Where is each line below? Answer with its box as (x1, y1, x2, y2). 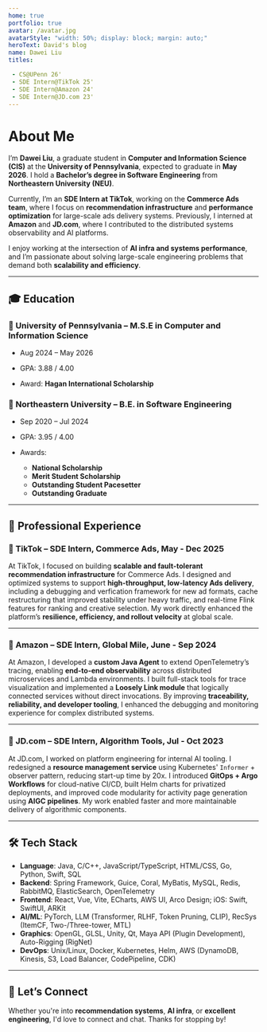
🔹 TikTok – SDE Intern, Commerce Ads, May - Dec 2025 (8, 543, 225, 554)
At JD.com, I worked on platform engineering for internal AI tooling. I (8, 754, 232, 763)
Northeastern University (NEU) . (8, 179, 114, 188)
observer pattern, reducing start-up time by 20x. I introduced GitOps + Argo (8, 771, 258, 780)
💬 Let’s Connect (8, 985, 88, 999)
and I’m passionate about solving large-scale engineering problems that (8, 252, 244, 261)
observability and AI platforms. (8, 228, 109, 237)
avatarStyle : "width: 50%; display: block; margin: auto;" (8, 33, 208, 42)
